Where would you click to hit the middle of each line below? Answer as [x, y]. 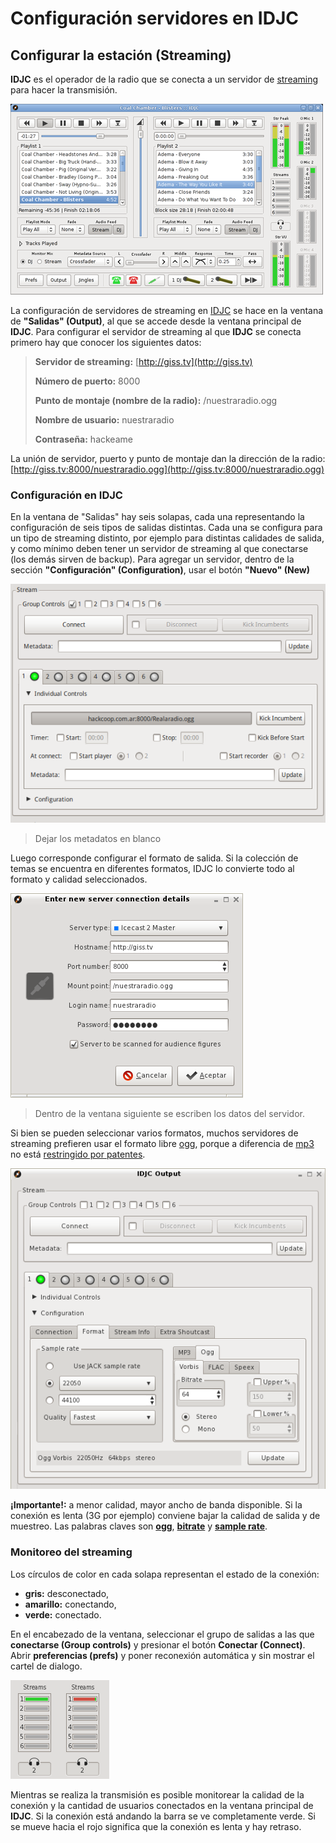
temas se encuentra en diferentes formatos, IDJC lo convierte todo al [152, 868]
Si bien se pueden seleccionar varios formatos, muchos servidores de [154, 1133]
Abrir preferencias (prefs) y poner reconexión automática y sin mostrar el [162, 1655]
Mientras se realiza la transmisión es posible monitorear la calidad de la [157, 1794]
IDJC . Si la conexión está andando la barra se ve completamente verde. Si [163, 1816]
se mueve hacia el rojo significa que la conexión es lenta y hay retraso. [156, 1826]
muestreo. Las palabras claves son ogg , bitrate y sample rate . [139, 1526]
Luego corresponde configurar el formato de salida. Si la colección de [154, 858]
